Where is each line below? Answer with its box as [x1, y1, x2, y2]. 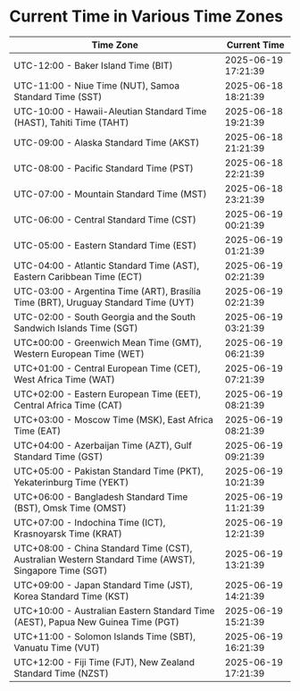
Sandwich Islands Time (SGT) [13, 322, 138, 334]
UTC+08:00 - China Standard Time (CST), [13, 542, 193, 554]
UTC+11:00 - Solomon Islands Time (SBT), [13, 630, 196, 643]
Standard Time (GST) [13, 450, 104, 462]
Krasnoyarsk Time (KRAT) [13, 527, 122, 540]
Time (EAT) [13, 425, 61, 437]
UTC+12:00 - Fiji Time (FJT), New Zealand [13, 655, 195, 668]
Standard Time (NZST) [13, 667, 109, 679]
